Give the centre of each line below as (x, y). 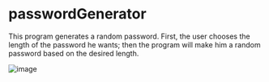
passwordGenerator (78, 14)
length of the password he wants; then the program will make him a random (134, 44)
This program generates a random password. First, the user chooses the (129, 36)
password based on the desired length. (74, 53)
